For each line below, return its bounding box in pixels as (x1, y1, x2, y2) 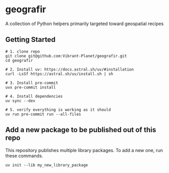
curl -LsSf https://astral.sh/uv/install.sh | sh (5, 71, 114, 76)
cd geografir (5, 58, 33, 63)
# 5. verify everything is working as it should (5, 107, 111, 112)
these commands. (5, 153, 44, 159)
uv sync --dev (5, 98, 36, 103)
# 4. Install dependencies (5, 94, 63, 99)
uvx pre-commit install (5, 84, 56, 90)
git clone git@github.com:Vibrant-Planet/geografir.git (5, 53, 127, 58)
